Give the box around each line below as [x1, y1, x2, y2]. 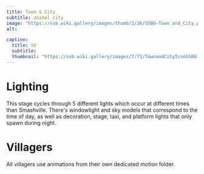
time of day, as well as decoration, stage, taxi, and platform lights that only [6, 113, 192, 120]
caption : [6, 37, 29, 43]
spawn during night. [6, 119, 56, 126]
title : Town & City [6, 8, 56, 15]
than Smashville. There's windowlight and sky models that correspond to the [6, 106, 199, 113]
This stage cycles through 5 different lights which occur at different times [6, 99, 190, 107]
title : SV [12, 42, 36, 49]
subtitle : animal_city [6, 15, 64, 21]
